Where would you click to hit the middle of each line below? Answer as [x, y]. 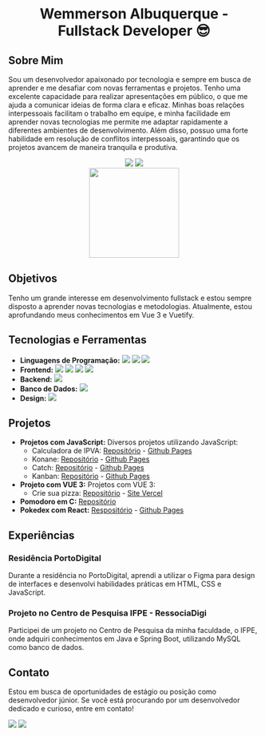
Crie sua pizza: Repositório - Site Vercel [97, 493]
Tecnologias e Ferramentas [78, 340]
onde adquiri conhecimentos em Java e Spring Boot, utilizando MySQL [125, 639]
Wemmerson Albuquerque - [134, 14]
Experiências [42, 535]
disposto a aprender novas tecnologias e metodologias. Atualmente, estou [131, 306]
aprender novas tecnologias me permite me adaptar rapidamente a [118, 122]
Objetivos [33, 279]
